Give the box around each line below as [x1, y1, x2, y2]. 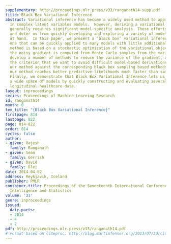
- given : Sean [5, 150, 36, 156]
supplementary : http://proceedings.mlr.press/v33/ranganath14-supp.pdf [5, 7, 160, 13]
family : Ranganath [10, 145, 49, 151]
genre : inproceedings [5, 197, 51, 203]
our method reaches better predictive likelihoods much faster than [10, 70, 158, 75]
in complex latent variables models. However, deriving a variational [10, 21, 165, 27]
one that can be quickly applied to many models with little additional [10, 41, 167, 46]
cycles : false [5, 131, 36, 136]
